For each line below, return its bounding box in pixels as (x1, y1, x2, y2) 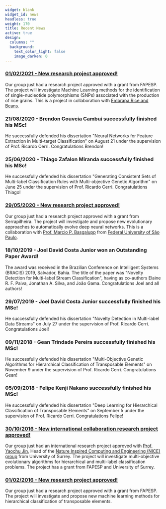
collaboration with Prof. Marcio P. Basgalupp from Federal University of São (5, 229, 160, 235)
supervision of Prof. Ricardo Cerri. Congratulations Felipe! (5, 413, 123, 419)
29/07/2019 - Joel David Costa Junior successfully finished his (5, 298, 161, 305)
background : (9, 44, 35, 49)
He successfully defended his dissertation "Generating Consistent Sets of (5, 173, 157, 180)
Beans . (5, 103, 20, 109)
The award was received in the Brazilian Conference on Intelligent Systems (5, 264, 159, 270)
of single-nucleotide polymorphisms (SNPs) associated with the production (5, 92, 160, 98)
